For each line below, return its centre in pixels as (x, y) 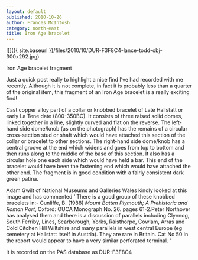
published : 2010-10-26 (34, 17)
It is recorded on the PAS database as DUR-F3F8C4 (69, 252)
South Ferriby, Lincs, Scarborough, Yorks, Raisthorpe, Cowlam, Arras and (95, 222)
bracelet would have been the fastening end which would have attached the (98, 167)
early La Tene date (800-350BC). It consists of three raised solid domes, (95, 116)
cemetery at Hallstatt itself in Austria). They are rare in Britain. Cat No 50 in (97, 235)
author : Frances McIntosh (38, 22)
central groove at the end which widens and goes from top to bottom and (95, 148)
